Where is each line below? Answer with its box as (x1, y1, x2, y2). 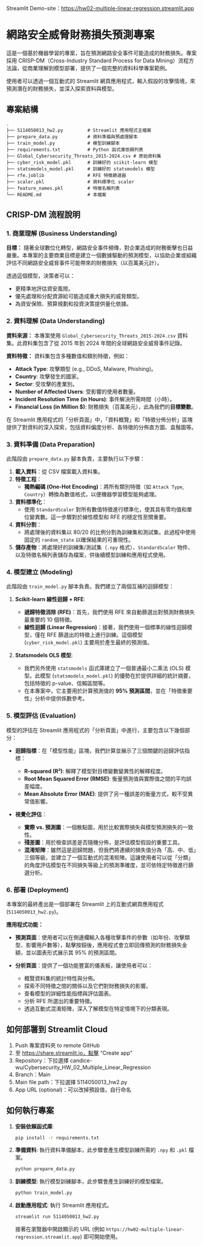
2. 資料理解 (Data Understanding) (6, 317, 105, 325)
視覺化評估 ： (14, 810, 47, 818)
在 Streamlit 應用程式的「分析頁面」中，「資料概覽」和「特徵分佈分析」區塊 (6, 416, 193, 423)
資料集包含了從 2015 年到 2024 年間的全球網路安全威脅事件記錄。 (22, 339, 185, 347)
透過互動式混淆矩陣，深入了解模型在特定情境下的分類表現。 (24, 1005, 173, 1012)
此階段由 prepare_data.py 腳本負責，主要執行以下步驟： (6, 455, 146, 462)
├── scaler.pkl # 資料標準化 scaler (6, 179, 135, 185)
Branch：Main (14, 1071, 51, 1078)
